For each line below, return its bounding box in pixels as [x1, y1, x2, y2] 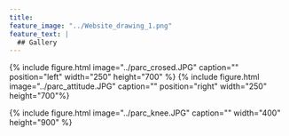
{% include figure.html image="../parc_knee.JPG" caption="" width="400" [9, 108, 281, 118]
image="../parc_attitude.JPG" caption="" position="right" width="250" [9, 81, 268, 92]
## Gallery [17, 37, 58, 47]
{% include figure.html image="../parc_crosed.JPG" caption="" [9, 62, 239, 73]
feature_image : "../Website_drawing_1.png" [9, 21, 173, 30]
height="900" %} [9, 117, 73, 128]
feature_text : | [9, 29, 69, 38]
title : [9, 12, 34, 22]
